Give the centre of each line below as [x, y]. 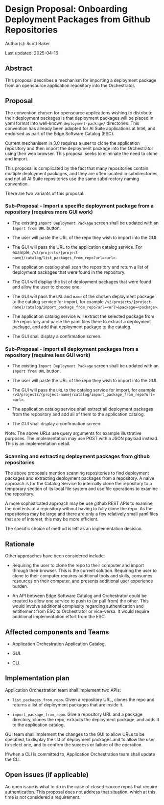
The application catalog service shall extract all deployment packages [82, 409]
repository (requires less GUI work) [48, 355]
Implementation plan [37, 678]
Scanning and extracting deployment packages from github [78, 456]
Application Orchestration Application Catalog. [59, 644]
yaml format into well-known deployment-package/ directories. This [72, 123]
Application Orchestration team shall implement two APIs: [63, 690]
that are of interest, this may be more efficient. [52, 519]
